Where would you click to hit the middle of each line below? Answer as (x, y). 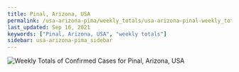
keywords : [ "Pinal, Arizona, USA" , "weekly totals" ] (87, 34)
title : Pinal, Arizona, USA (49, 14)
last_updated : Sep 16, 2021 (49, 27)
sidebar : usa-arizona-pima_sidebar (60, 41)
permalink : (23, 21)
